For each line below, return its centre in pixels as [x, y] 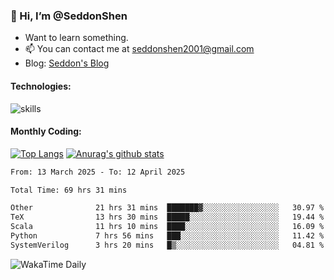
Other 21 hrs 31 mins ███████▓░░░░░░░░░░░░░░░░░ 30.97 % [167, 208]
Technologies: [41, 86]
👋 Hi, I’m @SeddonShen [69, 16]
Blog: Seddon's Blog [67, 63]
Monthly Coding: [46, 131]
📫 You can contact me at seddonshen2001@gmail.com [139, 49]
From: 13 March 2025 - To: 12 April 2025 [98, 172]
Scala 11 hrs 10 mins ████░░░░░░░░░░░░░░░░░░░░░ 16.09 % [167, 227]
